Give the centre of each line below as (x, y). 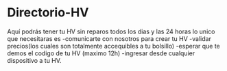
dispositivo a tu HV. (34, 60)
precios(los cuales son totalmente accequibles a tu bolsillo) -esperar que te (114, 46)
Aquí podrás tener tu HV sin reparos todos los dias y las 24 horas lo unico (111, 31)
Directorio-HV (48, 13)
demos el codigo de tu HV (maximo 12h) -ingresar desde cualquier (101, 53)
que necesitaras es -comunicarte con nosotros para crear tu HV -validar (109, 38)
